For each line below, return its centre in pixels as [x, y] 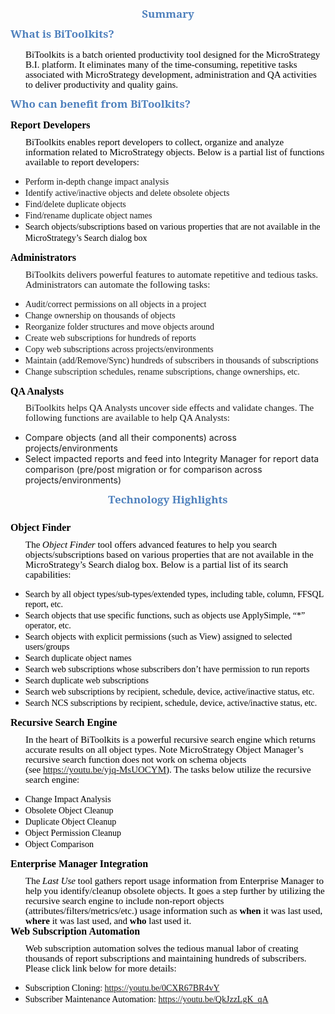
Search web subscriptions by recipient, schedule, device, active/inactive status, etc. [169, 692]
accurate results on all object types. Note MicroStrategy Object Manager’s [164, 750]
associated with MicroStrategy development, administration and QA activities [171, 75]
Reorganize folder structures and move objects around [119, 326]
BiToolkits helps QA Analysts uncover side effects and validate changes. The [170, 408]
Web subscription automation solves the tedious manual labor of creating [162, 948]
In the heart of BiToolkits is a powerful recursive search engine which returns [170, 740]
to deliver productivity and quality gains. [102, 85]
